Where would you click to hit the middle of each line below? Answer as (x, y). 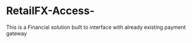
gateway (17, 33)
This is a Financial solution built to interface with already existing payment (96, 27)
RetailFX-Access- (51, 11)
